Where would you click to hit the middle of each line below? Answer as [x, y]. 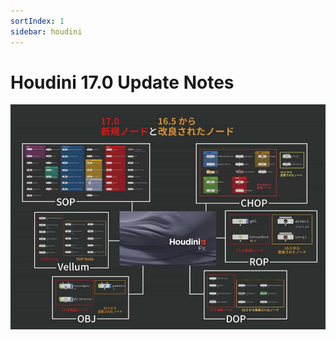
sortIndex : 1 [37, 21]
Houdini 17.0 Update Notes [122, 82]
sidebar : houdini [46, 31]
